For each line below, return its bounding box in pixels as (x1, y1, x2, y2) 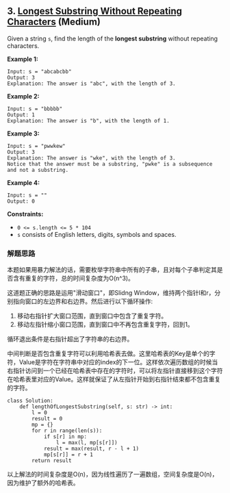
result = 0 (31, 416, 63, 422)
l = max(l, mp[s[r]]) (55, 440, 118, 446)
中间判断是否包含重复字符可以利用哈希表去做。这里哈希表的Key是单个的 (7, 349, 210, 358)
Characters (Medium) (7, 16, 101, 28)
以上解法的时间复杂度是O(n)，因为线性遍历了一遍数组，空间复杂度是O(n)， (7, 470, 218, 479)
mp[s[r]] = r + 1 (43, 451, 94, 458)
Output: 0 (7, 198, 36, 205)
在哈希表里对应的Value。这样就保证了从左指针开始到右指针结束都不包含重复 (7, 375, 221, 383)
